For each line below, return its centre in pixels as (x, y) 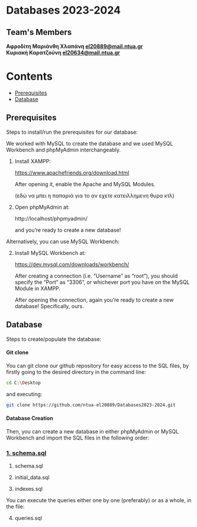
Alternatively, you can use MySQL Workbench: (63, 241)
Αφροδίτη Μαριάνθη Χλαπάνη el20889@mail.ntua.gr (75, 46)
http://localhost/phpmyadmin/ (51, 218)
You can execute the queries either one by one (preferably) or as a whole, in (99, 500)
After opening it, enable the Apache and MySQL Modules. (85, 184)
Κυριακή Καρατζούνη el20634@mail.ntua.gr (63, 53)
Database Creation (30, 418)
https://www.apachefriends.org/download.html (72, 173)
